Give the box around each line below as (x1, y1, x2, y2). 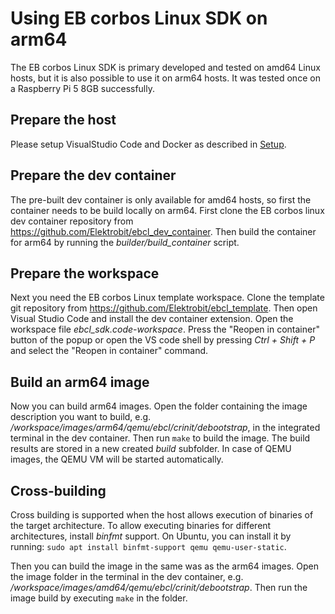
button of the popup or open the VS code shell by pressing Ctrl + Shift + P (10, 334, 316, 346)
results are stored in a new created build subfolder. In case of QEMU (10, 443, 292, 455)
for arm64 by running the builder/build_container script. (10, 236, 240, 248)
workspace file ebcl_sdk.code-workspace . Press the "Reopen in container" (10, 323, 320, 336)
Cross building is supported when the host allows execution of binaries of (10, 509, 314, 521)
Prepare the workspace (10, 265, 160, 282)
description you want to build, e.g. (10, 411, 152, 423)
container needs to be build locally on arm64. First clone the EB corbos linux (10, 204, 325, 216)
